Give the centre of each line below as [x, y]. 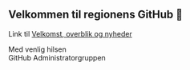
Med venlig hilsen [37, 49]
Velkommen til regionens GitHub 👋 [95, 15]
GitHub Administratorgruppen [57, 57]
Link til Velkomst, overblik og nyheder [70, 33]
